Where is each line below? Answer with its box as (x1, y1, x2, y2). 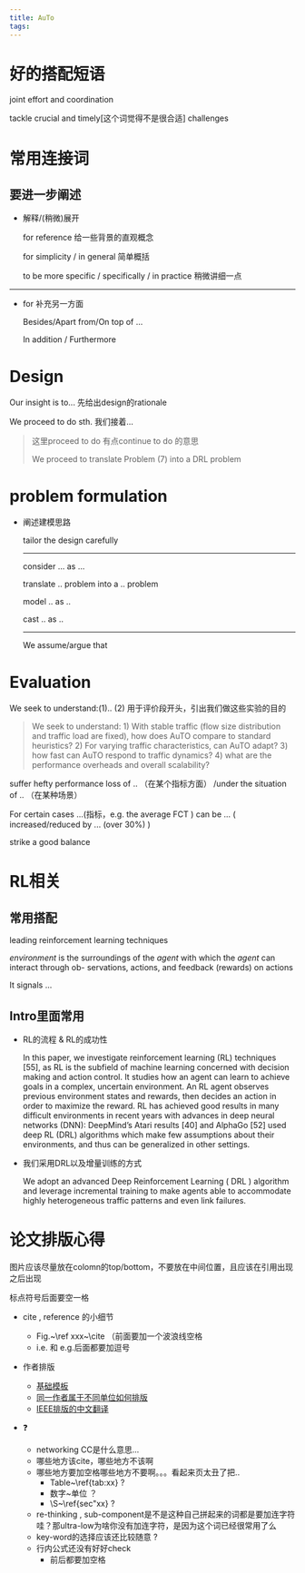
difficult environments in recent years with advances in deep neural (22, 1110, 275, 1121)
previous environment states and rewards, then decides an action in (22, 1091, 277, 1102)
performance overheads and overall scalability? (31, 760, 211, 771)
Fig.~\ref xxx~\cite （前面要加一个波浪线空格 (35, 1331, 202, 1342)
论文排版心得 (9, 1230, 106, 1251)
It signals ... (9, 979, 53, 990)
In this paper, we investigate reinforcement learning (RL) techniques (22, 1052, 277, 1063)
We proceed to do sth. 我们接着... (9, 417, 134, 428)
